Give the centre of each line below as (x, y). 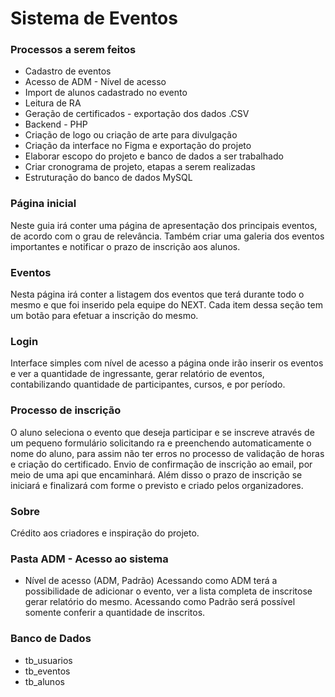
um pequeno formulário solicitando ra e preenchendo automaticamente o (161, 443)
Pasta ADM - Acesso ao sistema (89, 559)
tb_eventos (47, 671)
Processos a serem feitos (73, 50)
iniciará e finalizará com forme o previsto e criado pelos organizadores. (157, 485)
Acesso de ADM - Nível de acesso (95, 82)
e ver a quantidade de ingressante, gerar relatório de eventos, (137, 374)
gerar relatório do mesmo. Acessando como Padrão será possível (160, 602)
